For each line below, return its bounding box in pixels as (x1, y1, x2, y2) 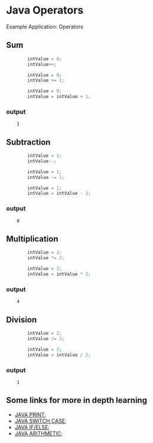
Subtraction (6, 137, 51, 147)
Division (6, 314, 37, 325)
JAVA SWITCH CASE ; (14, 417, 67, 424)
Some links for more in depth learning (6, 395, 148, 405)
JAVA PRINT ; (14, 411, 46, 418)
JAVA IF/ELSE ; (14, 424, 50, 431)
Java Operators (6, 4, 84, 17)
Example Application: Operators (6, 23, 84, 30)
